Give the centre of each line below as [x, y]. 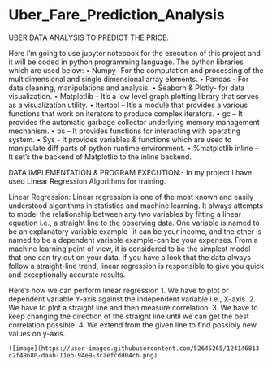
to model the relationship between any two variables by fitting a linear [125, 214]
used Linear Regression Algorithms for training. [87, 181]
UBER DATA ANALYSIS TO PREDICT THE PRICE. [89, 37]
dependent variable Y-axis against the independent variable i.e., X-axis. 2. [132, 299]
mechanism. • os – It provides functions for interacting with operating [125, 131]
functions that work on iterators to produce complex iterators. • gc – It [125, 113]
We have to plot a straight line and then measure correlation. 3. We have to [133, 307]
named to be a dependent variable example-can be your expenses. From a [133, 240]
